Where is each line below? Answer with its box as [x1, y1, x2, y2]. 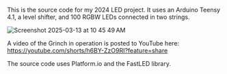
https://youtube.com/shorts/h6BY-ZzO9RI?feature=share [7, 47, 168, 54]
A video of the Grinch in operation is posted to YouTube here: [7, 39, 180, 47]
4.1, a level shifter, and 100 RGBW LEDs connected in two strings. [7, 13, 190, 21]
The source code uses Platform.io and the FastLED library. [7, 60, 171, 67]
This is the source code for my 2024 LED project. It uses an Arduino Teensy [7, 6, 221, 14]
